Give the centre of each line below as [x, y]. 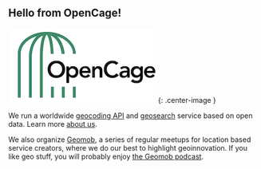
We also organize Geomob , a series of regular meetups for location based [130, 140]
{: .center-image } [188, 100]
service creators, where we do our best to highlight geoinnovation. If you [128, 147]
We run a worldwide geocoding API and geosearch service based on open [130, 116]
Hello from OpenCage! [65, 13]
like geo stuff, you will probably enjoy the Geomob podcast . [106, 156]
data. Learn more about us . [53, 124]
